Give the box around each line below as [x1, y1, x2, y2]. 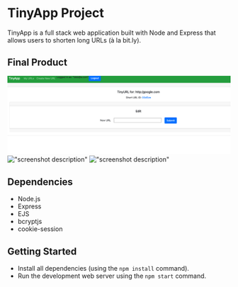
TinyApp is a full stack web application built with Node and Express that [7, 28, 216, 37]
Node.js [17, 195, 41, 203]
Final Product [7, 57, 67, 69]
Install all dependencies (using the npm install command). [17, 264, 190, 273]
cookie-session [17, 225, 63, 233]
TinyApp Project [7, 5, 105, 21]
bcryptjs [17, 218, 42, 226]
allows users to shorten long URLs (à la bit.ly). [7, 35, 142, 44]
